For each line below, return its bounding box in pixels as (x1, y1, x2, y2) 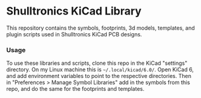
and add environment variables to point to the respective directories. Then (6, 73, 192, 80)
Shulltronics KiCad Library (6, 4, 142, 18)
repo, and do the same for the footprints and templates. (6, 85, 145, 93)
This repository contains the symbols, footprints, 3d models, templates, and (6, 24, 195, 31)
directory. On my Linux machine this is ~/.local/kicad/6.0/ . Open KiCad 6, (6, 66, 194, 73)
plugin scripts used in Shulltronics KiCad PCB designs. (6, 30, 142, 38)
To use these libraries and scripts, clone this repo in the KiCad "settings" (6, 59, 188, 67)
